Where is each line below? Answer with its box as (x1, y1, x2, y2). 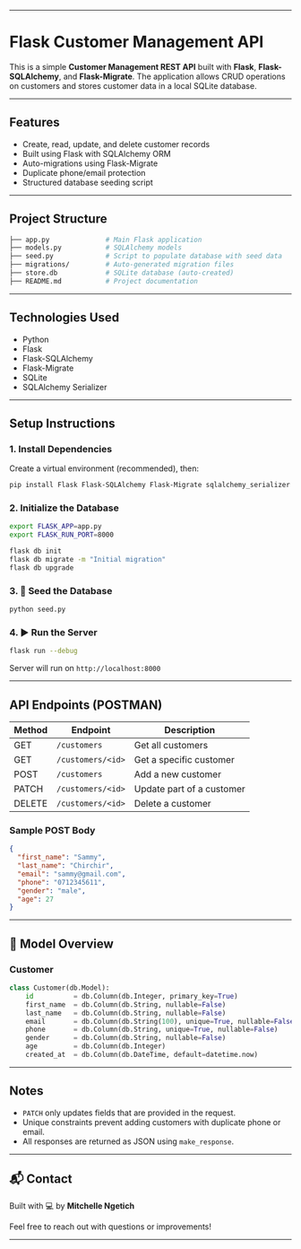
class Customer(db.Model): (9, 983, 110, 992)
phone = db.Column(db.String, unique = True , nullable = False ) (25, 1025, 279, 1035)
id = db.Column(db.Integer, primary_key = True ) (25, 991, 239, 1000)
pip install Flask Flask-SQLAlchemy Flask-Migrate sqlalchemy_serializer (9, 481, 291, 490)
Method (13, 724, 48, 737)
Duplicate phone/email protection (21, 167, 146, 178)
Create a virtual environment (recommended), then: (9, 463, 200, 474)
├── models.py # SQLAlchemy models (9, 243, 182, 252)
